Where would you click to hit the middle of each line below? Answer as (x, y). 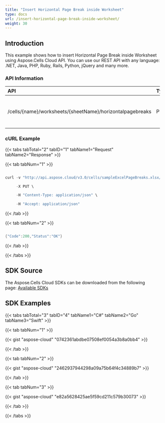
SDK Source (24, 271)
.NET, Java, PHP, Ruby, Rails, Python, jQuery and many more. (67, 66)
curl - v (13, 178)
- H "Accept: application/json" (48, 204)
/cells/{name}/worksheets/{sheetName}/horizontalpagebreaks (80, 112)
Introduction (25, 43)
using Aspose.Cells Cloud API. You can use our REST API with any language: (82, 60)
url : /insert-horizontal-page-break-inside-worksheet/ (62, 19)
